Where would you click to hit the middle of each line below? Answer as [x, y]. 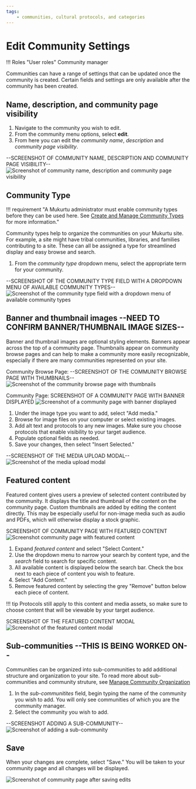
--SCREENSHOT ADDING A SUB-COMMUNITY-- [65, 723]
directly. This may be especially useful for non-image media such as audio [96, 513]
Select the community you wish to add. [61, 712]
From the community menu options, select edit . [72, 134]
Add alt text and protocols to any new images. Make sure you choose [98, 425]
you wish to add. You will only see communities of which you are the [97, 699]
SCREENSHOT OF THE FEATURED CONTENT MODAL [71, 621]
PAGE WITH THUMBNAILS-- [40, 378]
